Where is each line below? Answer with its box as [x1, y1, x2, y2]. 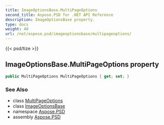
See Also [5, 86, 28, 93]
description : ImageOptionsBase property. [5, 17, 95, 22]
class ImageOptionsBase [12, 103, 66, 109]
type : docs [5, 22, 29, 27]
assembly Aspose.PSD [12, 114, 61, 120]
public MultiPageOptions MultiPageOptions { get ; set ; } [5, 74, 130, 79]
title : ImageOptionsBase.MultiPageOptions [5, 7, 97, 13]
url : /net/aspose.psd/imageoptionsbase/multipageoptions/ [5, 31, 132, 36]
